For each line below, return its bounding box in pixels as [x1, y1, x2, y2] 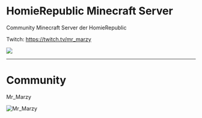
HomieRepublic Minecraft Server [6, 4, 173, 18]
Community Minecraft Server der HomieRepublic [6, 24, 127, 31]
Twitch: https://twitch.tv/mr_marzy [6, 35, 91, 43]
